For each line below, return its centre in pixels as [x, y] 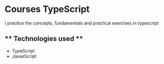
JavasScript [24, 56]
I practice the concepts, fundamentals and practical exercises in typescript [82, 23]
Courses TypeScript [47, 9]
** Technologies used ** [44, 39]
